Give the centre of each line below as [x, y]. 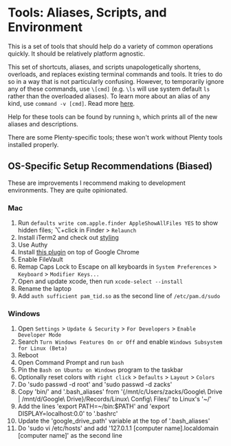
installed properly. [33, 144]
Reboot [28, 355]
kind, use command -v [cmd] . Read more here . [71, 103]
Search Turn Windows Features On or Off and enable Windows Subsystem [120, 342]
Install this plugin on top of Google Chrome [78, 252]
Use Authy [33, 245]
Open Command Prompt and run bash [71, 363]
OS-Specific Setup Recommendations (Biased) [110, 166]
